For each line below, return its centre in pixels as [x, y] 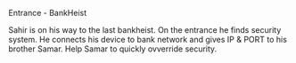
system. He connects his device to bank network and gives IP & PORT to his [148, 39]
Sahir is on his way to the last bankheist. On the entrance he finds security [145, 30]
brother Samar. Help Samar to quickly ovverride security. [113, 49]
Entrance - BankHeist [48, 13]
